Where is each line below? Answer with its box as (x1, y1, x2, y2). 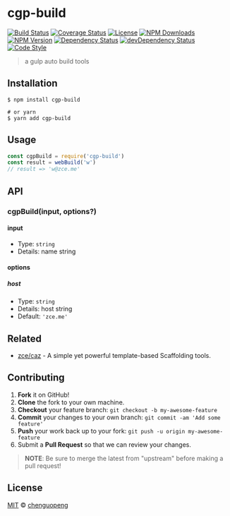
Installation (7, 78, 58, 90)
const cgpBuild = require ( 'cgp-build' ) (7, 152, 125, 160)
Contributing (7, 372, 65, 384)
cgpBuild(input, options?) (7, 206, 97, 216)
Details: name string (17, 247, 76, 256)
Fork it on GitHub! (17, 390, 70, 399)
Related (7, 332, 42, 344)
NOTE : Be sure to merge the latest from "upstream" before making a (24, 454, 224, 462)
